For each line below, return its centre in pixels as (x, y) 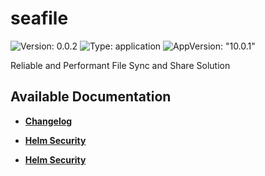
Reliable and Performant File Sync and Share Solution (120, 65)
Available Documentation (91, 97)
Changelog (48, 121)
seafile (39, 18)
